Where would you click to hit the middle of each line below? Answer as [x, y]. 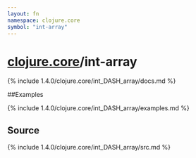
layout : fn [23, 14]
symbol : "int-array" [38, 27]
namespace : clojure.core [44, 20]
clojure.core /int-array [72, 61]
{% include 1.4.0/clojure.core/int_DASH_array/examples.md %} [99, 108]
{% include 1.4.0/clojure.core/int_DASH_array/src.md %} [89, 147]
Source [24, 130]
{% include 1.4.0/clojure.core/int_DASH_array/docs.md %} [92, 81]
